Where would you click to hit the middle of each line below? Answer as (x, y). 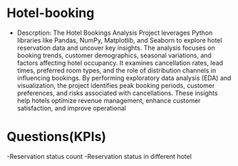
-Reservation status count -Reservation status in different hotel (99, 156)
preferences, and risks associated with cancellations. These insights (117, 93)
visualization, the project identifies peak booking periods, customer (116, 85)
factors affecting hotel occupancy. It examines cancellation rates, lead (120, 62)
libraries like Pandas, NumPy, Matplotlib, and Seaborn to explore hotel (119, 40)
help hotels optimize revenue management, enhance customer (109, 100)
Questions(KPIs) (57, 137)
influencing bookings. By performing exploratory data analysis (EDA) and (124, 78)
